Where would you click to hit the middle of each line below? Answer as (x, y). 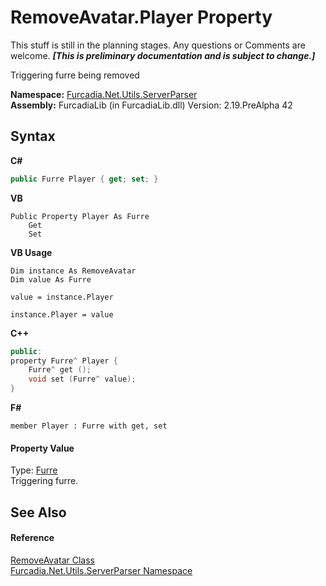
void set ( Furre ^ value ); (82, 379)
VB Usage (31, 252)
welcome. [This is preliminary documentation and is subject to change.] (163, 55)
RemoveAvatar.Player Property (141, 17)
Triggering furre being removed (75, 75)
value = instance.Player (62, 297)
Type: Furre (34, 470)
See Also (38, 512)
